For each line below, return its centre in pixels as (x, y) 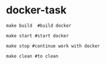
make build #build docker (39, 26)
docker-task (36, 10)
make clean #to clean (32, 56)
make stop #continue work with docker (53, 46)
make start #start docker (37, 35)
